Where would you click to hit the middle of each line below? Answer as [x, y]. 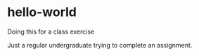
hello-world [42, 12]
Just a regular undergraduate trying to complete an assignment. [100, 45]
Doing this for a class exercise [51, 31]
